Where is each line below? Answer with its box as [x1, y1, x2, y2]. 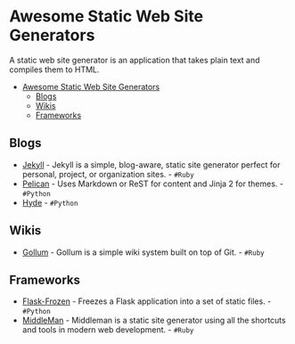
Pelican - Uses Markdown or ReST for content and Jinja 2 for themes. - [21, 178, 283, 189]
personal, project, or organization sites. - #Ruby [21, 168, 194, 179]
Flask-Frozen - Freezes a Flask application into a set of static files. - [21, 296, 272, 307]
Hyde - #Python [21, 197, 78, 208]
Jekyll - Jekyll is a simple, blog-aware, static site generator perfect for [21, 159, 281, 170]
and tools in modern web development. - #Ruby [21, 324, 194, 335]
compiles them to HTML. [9, 64, 100, 75]
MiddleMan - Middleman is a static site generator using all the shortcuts [21, 315, 287, 326]
